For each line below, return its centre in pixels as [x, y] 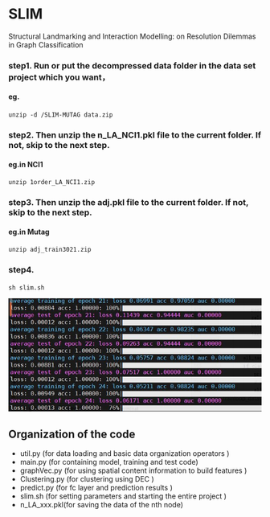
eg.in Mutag [29, 232]
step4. [21, 270]
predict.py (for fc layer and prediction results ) [96, 488]
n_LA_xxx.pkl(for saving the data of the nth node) [101, 505]
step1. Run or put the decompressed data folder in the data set [132, 65]
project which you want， [59, 77]
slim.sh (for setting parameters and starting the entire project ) [123, 496]
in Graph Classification [46, 44]
